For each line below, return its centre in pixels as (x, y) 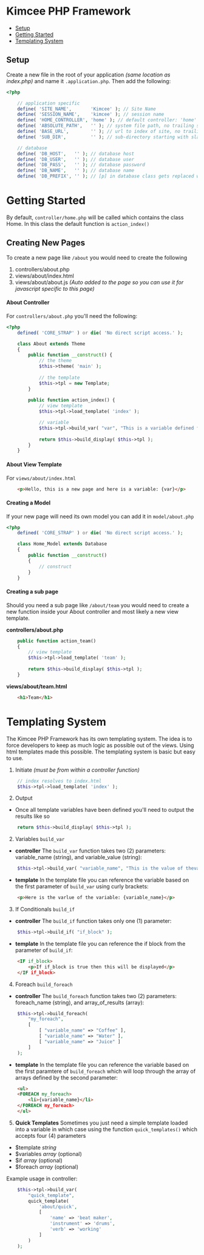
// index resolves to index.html (59, 781)
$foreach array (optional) (47, 1166)
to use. (15, 758)
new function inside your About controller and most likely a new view (93, 611)
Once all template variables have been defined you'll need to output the (104, 810)
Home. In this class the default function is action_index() (78, 223)
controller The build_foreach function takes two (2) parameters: (96, 996)
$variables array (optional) (48, 1154)
